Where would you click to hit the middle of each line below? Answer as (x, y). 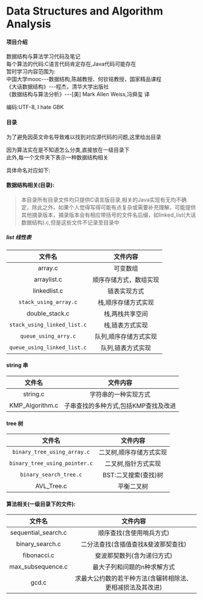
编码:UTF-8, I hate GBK (35, 107)
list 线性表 (19, 237)
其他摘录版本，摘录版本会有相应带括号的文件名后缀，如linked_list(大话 (108, 215)
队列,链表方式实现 (126, 348)
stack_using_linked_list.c (48, 325)
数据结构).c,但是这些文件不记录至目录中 (70, 222)
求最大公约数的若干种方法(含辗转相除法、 (134, 578)
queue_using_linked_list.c (48, 347)
